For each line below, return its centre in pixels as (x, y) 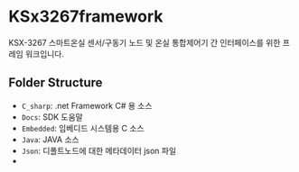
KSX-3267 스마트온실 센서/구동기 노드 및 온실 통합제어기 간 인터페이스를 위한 (145, 42)
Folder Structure (56, 83)
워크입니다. (45, 54)
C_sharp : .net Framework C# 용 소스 (87, 105)
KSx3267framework (86, 17)
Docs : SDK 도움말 (52, 117)
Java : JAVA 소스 (50, 139)
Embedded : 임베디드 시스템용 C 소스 (83, 128)
